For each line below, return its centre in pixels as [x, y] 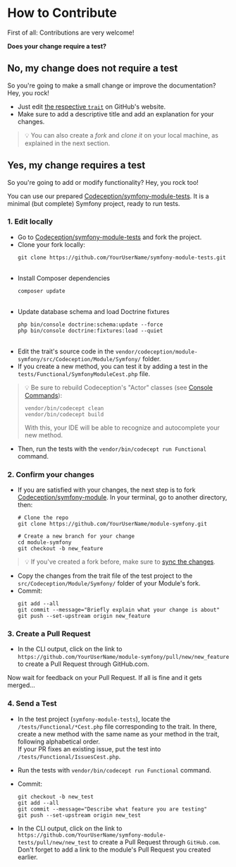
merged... [21, 685]
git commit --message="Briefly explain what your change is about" [118, 610]
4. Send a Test [32, 703]
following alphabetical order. [59, 741]
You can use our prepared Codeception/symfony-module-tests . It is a [108, 196]
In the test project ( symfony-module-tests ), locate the [94, 719]
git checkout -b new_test [55, 796]
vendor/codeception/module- [156, 352]
